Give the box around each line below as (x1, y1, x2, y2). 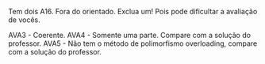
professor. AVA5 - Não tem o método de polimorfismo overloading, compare (8, 39, 258, 48)
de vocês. (8, 15, 41, 24)
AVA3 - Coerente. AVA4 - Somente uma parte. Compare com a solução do (8, 31, 252, 40)
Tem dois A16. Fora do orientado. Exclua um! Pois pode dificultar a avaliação (8, 7, 258, 16)
